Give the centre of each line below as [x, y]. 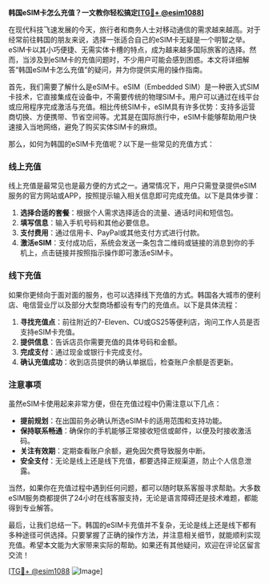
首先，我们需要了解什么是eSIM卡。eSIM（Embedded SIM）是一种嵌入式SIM [134, 87]
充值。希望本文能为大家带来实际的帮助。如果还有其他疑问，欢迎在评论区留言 [134, 545]
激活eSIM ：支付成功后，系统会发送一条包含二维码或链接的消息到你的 [134, 243]
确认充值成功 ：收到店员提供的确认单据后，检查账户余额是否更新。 [128, 362]
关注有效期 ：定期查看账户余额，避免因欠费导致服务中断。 [114, 450]
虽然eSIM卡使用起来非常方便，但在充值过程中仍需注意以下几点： [115, 404]
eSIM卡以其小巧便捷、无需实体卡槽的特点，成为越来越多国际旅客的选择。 [129, 50]
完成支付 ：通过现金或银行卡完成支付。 [83, 351]
